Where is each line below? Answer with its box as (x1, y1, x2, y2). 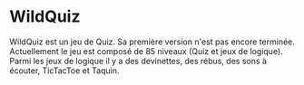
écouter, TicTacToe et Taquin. (9, 65, 120, 76)
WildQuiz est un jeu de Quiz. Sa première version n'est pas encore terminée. (9, 36, 295, 47)
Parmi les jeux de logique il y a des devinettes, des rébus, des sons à (9, 55, 268, 66)
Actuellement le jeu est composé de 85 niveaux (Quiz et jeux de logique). (9, 45, 283, 56)
